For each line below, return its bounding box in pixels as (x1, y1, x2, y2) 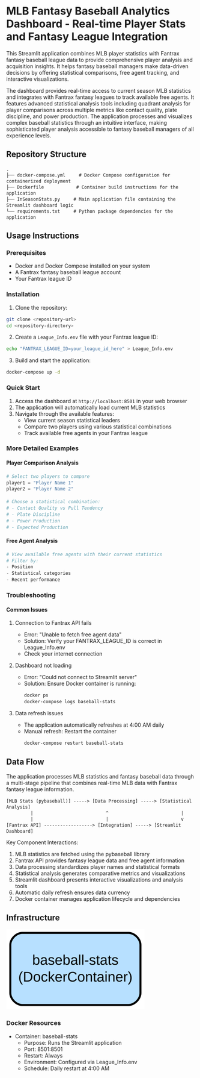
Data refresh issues (14, 709, 64, 716)
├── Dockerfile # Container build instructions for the (6, 184, 179, 190)
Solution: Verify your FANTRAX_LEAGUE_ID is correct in (23, 638, 162, 645)
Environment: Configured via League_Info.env (23, 1058, 138, 1065)
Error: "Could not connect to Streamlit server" (23, 674, 137, 681)
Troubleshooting (6, 591, 56, 600)
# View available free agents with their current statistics (6, 551, 163, 557)
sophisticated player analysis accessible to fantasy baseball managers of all (6, 125, 194, 133)
